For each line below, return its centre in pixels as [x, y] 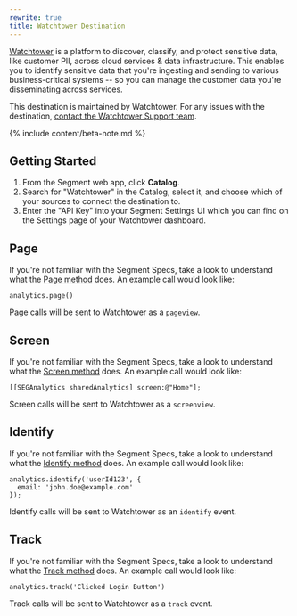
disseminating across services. [66, 89]
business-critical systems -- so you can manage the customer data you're [145, 79]
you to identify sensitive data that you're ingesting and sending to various [144, 70]
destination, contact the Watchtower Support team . [103, 116]
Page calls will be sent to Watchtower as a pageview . [105, 312]
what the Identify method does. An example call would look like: [126, 463]
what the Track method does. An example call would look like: [123, 571]
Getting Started [53, 161]
